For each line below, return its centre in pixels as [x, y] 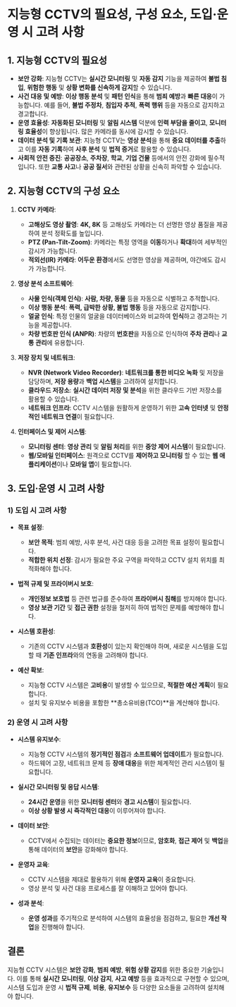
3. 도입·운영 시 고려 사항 [56, 488]
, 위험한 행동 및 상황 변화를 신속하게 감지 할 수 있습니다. [98, 87]
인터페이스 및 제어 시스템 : [52, 432]
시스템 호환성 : [36, 631]
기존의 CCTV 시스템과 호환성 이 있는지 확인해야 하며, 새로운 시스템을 [121, 646]
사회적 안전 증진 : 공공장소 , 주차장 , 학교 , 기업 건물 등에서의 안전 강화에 [112, 158]
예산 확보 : [31, 670]
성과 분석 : [31, 903]
